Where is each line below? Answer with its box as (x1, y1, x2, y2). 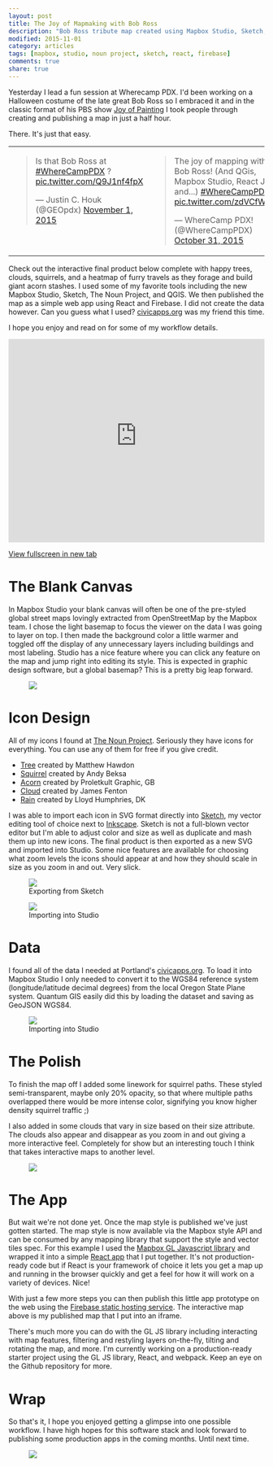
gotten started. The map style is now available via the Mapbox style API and (8, 1226, 262, 1236)
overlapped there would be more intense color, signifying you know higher (8, 1096, 258, 1107)
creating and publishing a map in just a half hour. (8, 113, 172, 123)
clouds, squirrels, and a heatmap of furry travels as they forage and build (8, 272, 253, 282)
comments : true (8, 58, 60, 66)
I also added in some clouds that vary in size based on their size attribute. (8, 1120, 255, 1131)
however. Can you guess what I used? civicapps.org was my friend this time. (8, 307, 265, 317)
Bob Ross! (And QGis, (174, 165, 257, 177)
